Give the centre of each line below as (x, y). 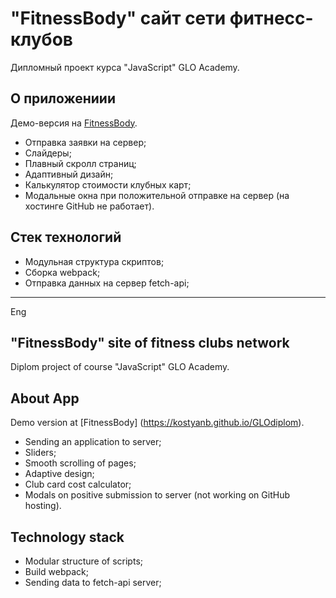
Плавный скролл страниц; (80, 163)
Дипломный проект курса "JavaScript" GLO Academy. (125, 67)
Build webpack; (56, 571)
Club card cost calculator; (78, 484)
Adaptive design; (59, 474)
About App (45, 398)
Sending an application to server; (93, 442)
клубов (41, 39)
